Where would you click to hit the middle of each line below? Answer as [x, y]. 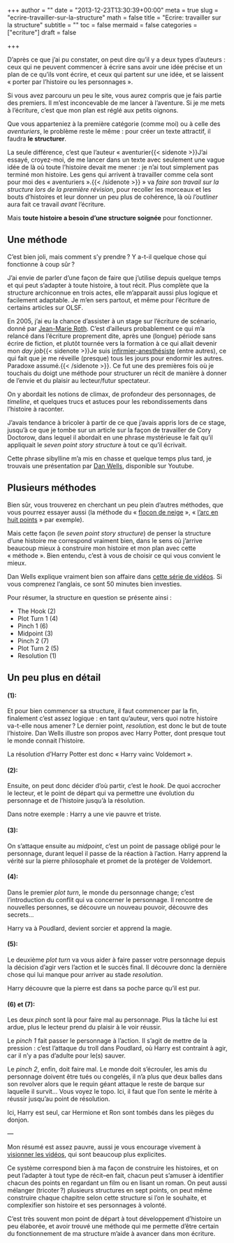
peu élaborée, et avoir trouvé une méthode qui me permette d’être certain [113, 1226]
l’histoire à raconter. [36, 409]
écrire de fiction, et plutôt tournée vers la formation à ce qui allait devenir [112, 343]
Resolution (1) [37, 655]
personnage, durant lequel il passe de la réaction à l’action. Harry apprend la [117, 853]
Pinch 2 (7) [33, 640]
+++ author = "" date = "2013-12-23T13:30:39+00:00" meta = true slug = [113, 10]
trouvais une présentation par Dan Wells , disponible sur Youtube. [101, 465]
